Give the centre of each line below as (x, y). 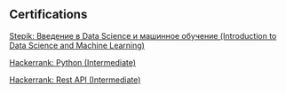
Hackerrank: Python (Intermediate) (72, 62)
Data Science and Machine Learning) (77, 45)
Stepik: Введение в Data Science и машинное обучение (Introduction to (143, 35)
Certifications (48, 15)
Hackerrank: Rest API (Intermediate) (75, 80)
